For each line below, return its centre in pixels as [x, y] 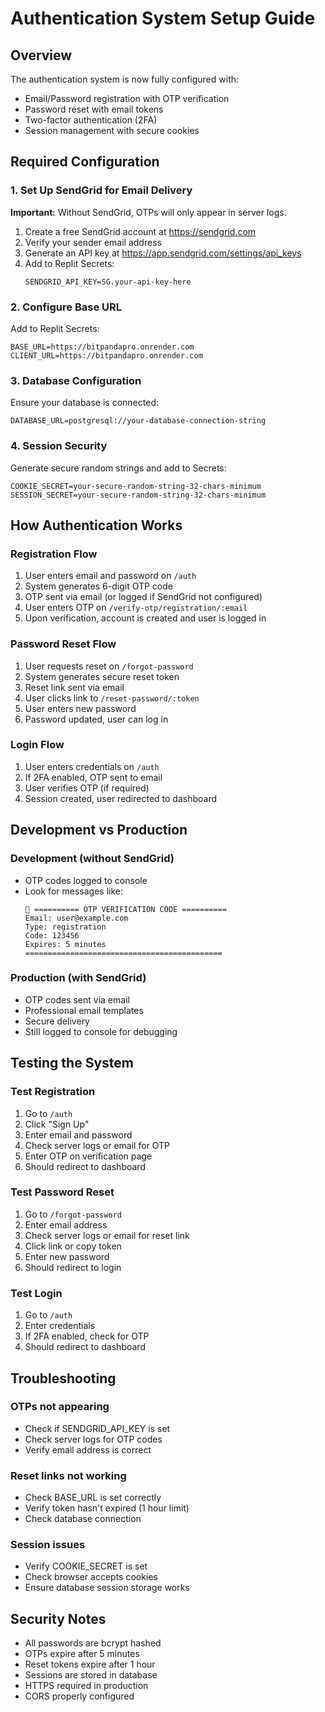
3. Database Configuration [76, 380]
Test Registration [53, 1092]
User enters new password [80, 708]
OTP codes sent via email [77, 999]
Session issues [48, 1545]
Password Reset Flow [63, 644]
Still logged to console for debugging [101, 1031]
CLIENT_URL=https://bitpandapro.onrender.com [106, 355]
